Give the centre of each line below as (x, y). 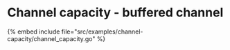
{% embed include (34, 32)
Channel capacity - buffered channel (115, 13)
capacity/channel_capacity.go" (51, 38)
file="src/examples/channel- (102, 32)
